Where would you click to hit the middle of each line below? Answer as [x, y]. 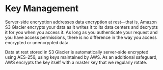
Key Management [42, 9]
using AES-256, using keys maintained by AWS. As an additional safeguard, [81, 57]
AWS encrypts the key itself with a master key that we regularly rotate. [76, 62]
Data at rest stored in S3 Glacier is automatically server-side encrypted [77, 52]
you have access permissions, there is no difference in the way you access [81, 37]
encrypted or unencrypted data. [38, 42]
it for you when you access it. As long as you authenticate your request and [81, 32]
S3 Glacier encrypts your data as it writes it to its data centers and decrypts [81, 27]
